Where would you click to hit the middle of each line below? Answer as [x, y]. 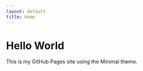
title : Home [21, 17]
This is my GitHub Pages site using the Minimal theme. [72, 62]
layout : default [26, 11]
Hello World [35, 46]
